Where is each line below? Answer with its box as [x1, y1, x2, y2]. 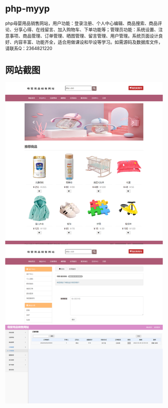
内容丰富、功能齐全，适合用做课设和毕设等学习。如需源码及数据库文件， [13, 39, 163, 45]
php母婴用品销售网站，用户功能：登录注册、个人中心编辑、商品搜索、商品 [5, 20, 158, 26]
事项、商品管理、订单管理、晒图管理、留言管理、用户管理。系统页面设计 [9, 33, 158, 39]
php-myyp [5, 3, 50, 15]
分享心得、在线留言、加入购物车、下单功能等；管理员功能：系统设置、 [13, 26, 158, 33]
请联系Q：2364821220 [5, 45, 52, 51]
